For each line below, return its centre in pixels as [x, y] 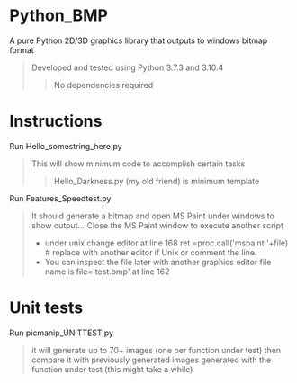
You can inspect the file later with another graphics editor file [158, 262]
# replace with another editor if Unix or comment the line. [151, 252]
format [22, 49]
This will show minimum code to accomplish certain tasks [138, 164]
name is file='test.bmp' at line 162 [107, 272]
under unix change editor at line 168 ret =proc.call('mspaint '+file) [166, 243]
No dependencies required [103, 85]
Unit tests [46, 308]
